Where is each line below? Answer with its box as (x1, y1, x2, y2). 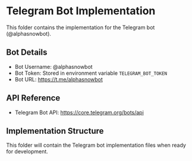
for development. (6, 148, 49, 155)
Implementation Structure (6, 126, 104, 136)
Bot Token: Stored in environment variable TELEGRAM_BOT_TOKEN (14, 70, 168, 77)
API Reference (6, 93, 61, 103)
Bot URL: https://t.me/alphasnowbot (14, 75, 103, 83)
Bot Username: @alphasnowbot (14, 63, 93, 70)
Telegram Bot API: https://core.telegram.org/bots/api (14, 109, 144, 116)
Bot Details (6, 48, 48, 58)
